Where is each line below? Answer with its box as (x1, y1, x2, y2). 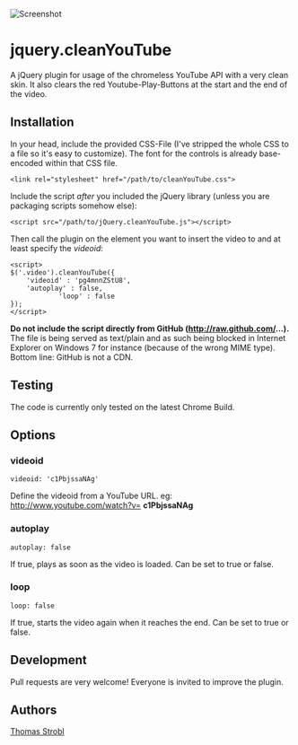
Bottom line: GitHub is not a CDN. (10, 351, 134, 363)
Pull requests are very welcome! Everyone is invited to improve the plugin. (10, 676, 284, 687)
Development (10, 653, 88, 668)
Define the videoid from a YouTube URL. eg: (10, 490, 173, 502)
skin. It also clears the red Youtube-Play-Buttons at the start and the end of (10, 79, 288, 90)
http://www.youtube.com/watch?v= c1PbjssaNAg (10, 500, 194, 511)
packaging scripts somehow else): (10, 200, 137, 211)
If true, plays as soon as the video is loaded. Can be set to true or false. (10, 558, 275, 569)
